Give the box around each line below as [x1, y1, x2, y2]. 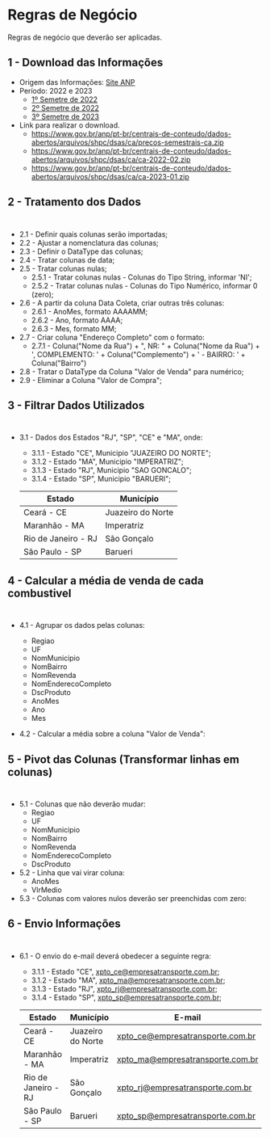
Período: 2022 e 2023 [19, 86, 93, 95]
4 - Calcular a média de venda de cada [7, 574, 204, 587]
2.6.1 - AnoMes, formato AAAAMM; [31, 306, 148, 316]
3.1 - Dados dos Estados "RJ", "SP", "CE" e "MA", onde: [19, 432, 203, 442]
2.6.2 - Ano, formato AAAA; [31, 315, 123, 325]
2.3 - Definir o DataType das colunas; [19, 246, 143, 256]
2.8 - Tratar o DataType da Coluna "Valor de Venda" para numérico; [19, 366, 244, 377]
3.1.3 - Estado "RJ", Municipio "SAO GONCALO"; [31, 465, 193, 475]
